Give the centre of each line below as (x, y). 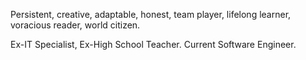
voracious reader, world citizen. (75, 25)
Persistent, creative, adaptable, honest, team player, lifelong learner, (151, 14)
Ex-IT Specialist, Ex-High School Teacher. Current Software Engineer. (153, 44)
